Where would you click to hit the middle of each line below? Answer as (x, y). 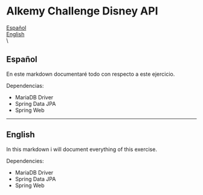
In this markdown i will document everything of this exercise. (82, 149)
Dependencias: (25, 85)
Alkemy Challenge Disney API (82, 11)
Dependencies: (25, 161)
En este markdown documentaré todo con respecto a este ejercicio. (91, 74)
